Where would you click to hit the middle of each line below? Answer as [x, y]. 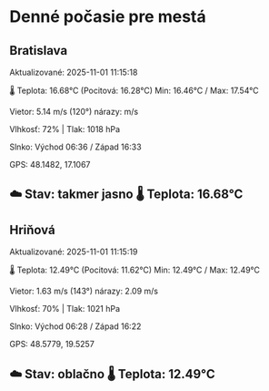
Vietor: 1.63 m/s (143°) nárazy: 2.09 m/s [84, 291]
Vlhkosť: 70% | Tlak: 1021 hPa [65, 309]
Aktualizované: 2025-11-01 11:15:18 [74, 72]
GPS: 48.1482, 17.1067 [50, 165]
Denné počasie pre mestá [108, 17]
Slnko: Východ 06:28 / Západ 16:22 [75, 326]
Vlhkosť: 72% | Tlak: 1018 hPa [65, 129]
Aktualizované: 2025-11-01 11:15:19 [74, 252]
